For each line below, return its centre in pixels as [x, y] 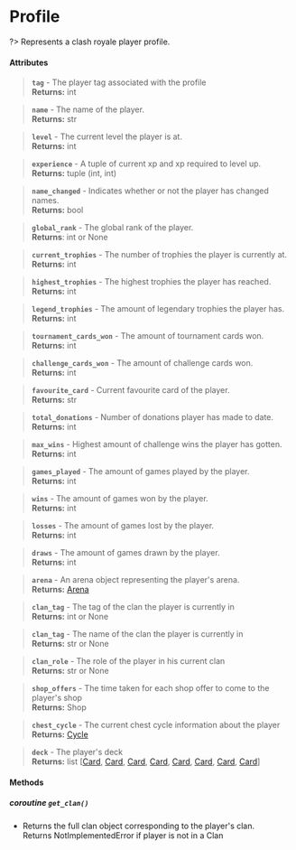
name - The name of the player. [88, 109]
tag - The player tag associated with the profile [119, 82]
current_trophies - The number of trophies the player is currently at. [159, 255]
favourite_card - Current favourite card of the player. [130, 390]
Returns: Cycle [60, 734]
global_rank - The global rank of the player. [112, 228]
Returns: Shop [59, 707]
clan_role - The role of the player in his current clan [128, 661]
